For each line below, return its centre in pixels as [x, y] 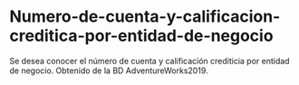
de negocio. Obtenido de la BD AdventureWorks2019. [109, 71]
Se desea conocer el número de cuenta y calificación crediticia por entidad [149, 61]
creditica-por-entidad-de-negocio [141, 36]
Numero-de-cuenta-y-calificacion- [145, 17]
